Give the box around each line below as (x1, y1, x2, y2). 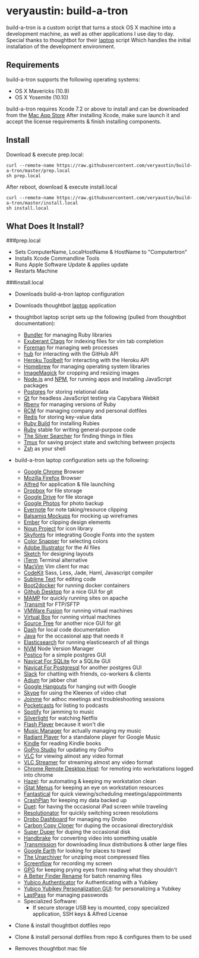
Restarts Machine (14, 268, 58, 275)
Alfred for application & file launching (23, 480, 115, 488)
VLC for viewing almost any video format (23, 752, 124, 759)
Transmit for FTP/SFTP (23, 601, 80, 608)
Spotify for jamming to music (23, 708, 94, 715)
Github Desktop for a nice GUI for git (23, 588, 113, 595)
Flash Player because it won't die (23, 721, 105, 728)
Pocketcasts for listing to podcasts (23, 702, 109, 709)
